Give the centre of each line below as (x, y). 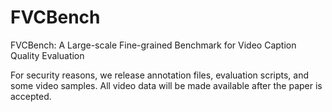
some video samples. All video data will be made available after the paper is (166, 85)
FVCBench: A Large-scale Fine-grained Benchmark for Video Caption (153, 45)
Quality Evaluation (47, 55)
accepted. (31, 96)
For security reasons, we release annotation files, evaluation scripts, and (160, 75)
